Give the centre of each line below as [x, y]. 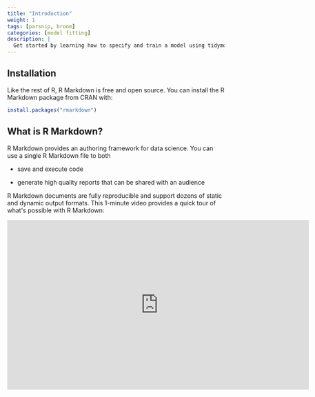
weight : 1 [21, 20]
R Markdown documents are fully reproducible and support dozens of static [115, 195]
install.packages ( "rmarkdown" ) [52, 110]
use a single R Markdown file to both [59, 155]
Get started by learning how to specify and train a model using [109, 45]
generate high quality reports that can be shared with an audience [111, 182]
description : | [29, 39]
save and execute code [50, 169]
